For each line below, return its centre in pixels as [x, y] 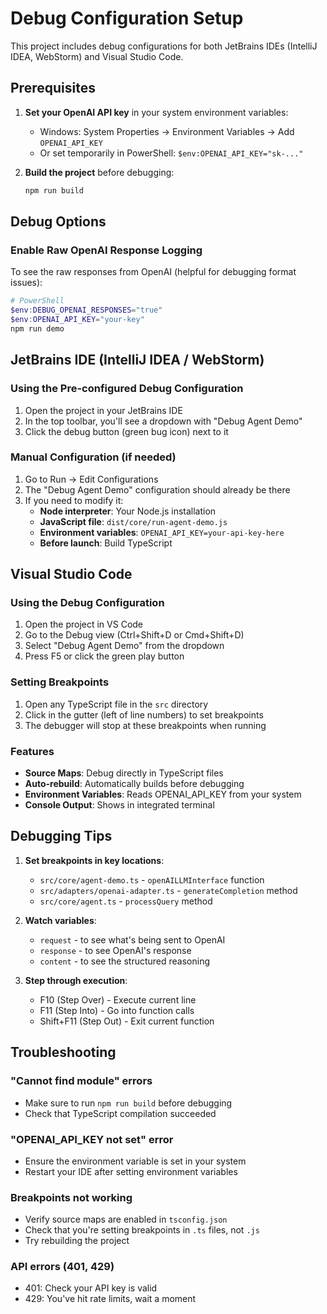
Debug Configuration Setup [127, 18]
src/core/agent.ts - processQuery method [126, 901]
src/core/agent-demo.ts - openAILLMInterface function [152, 879]
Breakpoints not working [71, 1197]
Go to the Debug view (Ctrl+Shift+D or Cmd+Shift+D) [134, 635]
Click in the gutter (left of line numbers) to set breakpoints [144, 714]
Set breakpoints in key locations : [94, 860]
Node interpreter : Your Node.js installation [128, 511]
